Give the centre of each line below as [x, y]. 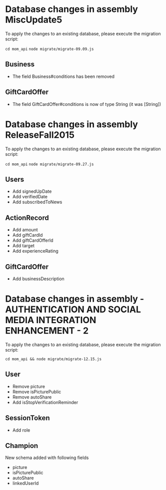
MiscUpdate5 [34, 20]
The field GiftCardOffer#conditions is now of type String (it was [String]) [87, 104]
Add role [21, 430]
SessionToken [27, 418]
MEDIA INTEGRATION [51, 320]
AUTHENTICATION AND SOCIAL [73, 309]
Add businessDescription [38, 279]
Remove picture [28, 386]
